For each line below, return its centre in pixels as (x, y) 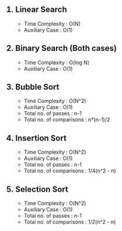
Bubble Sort (37, 87)
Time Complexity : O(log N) (57, 62)
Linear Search (41, 10)
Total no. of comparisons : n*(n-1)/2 (67, 120)
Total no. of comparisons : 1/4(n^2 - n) (70, 171)
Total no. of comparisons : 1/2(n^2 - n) (70, 222)
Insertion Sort (41, 138)
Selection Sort (42, 189)
